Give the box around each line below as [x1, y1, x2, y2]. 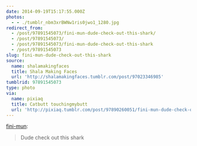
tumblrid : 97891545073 [6, 80, 62, 86]
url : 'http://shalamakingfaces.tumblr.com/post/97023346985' [11, 74, 164, 80]
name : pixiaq [11, 96, 43, 101]
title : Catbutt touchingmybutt [11, 101, 88, 107]
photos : [6, 14, 25, 20]
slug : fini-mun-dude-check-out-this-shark [6, 52, 111, 58]
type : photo [6, 85, 35, 91]
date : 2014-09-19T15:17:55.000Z [6, 8, 85, 15]
